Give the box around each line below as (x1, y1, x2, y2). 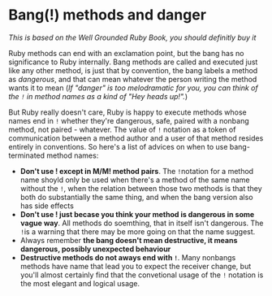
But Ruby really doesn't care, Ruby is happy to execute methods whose (8, 107, 247, 117)
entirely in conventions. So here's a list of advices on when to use (8, 141, 228, 151)
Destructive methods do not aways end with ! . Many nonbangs (19, 252, 236, 262)
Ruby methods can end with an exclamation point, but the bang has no (8, 48, 244, 58)
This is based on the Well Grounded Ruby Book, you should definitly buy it (8, 33, 257, 42)
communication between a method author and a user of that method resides (8, 133, 264, 143)
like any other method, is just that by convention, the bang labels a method (8, 65, 258, 75)
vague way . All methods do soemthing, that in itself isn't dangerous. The (19, 218, 264, 228)
